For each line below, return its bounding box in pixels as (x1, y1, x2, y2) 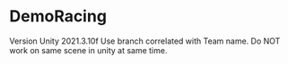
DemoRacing (9, 6, 108, 27)
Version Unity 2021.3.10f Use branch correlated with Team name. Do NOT (9, 36, 281, 46)
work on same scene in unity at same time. (9, 44, 168, 55)
